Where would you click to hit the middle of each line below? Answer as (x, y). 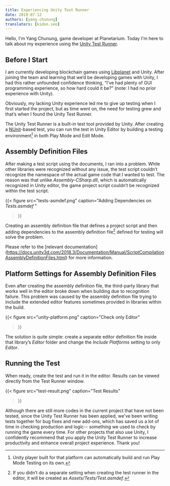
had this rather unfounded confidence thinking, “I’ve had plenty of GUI (79, 83)
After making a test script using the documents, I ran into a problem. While (83, 164)
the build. (15, 307)
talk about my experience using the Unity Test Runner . (62, 44)
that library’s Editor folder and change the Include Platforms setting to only (83, 342)
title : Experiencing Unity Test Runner (47, 10)
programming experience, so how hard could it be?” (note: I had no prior (81, 88)
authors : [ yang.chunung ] (31, 19)
